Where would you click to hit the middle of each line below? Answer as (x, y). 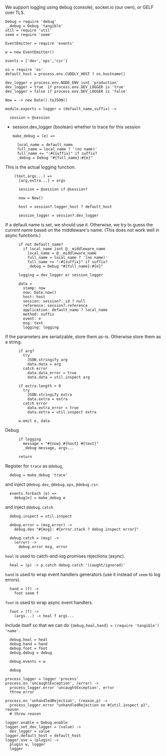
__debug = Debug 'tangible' (34, 26)
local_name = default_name (45, 145)
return (25, 457)
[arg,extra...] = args (42, 181)
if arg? (26, 351)
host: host (34, 297)
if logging (30, 439)
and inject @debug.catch (29, 507)
